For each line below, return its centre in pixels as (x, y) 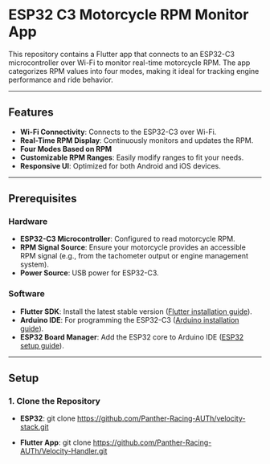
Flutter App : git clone (55, 442)
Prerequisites (43, 199)
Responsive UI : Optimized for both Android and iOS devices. (120, 165)
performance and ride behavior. (61, 79)
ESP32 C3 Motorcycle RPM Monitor (129, 15)
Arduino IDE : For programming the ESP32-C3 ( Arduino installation (129, 320)
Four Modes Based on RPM (66, 149)
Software (27, 294)
